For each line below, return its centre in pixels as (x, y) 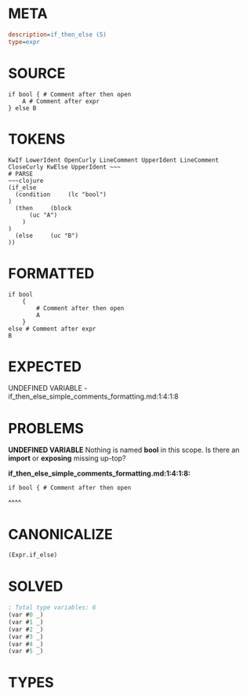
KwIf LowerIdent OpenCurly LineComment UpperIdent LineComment (114, 160)
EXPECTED (45, 366)
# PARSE (21, 173)
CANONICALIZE (61, 534)
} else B (22, 108)
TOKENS (37, 139)
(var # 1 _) (26, 622)
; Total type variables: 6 (52, 608)
